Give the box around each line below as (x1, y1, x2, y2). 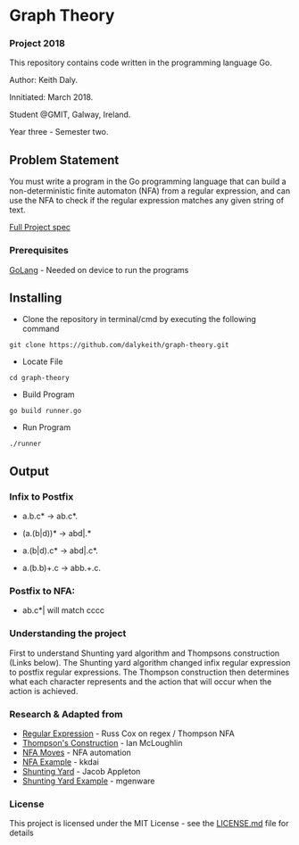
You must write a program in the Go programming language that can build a (9, 176, 287, 187)
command (21, 323, 60, 335)
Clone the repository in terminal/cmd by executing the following (21, 314, 257, 325)
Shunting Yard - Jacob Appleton (21, 766, 141, 776)
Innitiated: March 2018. (9, 92, 94, 103)
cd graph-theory (9, 374, 70, 383)
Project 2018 (9, 37, 65, 50)
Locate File (21, 356, 63, 367)
